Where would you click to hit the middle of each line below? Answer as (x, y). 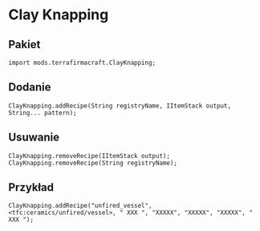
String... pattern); (43, 113)
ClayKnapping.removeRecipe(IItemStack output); (89, 156)
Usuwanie (34, 138)
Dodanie (30, 87)
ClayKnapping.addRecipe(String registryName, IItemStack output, (120, 106)
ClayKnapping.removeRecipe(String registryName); (93, 163)
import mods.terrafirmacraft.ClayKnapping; (82, 63)
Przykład (31, 187)
